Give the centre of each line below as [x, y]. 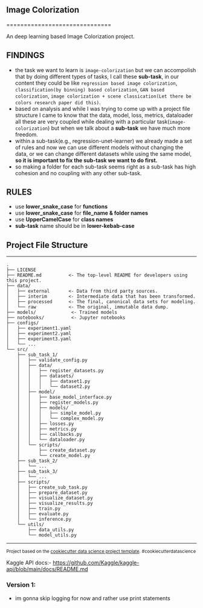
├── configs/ [23, 323]
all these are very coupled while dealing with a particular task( [92, 121]
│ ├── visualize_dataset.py [55, 498]
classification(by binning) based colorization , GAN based [90, 89]
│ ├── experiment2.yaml [39, 334]
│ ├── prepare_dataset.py [52, 493]
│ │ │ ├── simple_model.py [59, 413]
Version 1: [21, 585]
